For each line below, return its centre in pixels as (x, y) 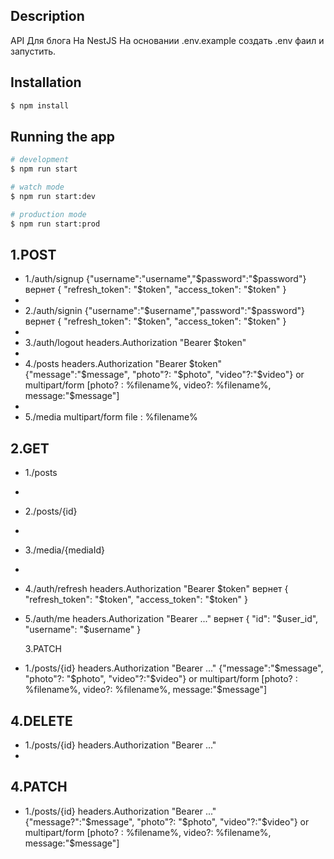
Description (47, 16)
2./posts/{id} (51, 511)
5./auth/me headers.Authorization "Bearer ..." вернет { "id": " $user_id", (171, 619)
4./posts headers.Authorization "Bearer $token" (123, 364)
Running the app (62, 136)
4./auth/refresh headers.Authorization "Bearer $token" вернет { (156, 589)
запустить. (33, 51)
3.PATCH (43, 649)
